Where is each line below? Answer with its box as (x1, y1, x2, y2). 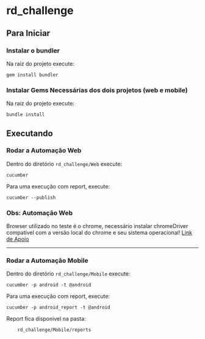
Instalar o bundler (6, 46, 60, 55)
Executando (6, 128, 53, 138)
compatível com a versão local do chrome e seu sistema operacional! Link (6, 229, 192, 237)
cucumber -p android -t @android (6, 282, 92, 288)
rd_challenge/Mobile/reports (17, 327, 92, 333)
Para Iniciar (6, 28, 51, 38)
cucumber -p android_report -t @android (6, 304, 111, 311)
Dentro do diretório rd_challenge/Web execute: (6, 160, 123, 168)
